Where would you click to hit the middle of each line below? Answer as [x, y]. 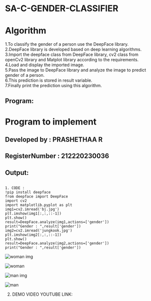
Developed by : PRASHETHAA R [54, 140]
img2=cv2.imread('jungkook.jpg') [39, 231]
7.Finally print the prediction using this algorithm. [53, 86]
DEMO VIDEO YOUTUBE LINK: [42, 294]
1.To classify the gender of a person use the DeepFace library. [67, 44]
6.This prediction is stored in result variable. [49, 80]
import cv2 [16, 201]
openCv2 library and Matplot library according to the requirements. [72, 60]
